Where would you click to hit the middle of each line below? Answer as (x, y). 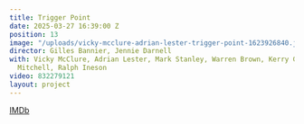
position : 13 (34, 34)
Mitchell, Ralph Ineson (62, 68)
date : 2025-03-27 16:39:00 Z (64, 26)
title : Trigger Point (50, 18)
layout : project (40, 84)
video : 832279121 (42, 76)
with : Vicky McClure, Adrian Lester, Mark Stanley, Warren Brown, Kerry (149, 59)
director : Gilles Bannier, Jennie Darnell (90, 51)
